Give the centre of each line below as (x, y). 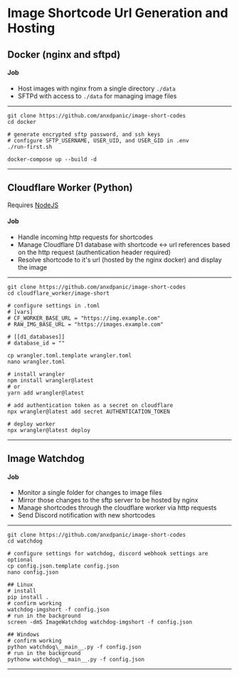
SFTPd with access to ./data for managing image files (97, 96)
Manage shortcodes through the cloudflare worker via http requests (117, 508)
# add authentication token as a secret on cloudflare (90, 405)
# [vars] (20, 312)
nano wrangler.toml (36, 362)
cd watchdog (25, 541)
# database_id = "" (36, 343)
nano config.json (33, 572)
